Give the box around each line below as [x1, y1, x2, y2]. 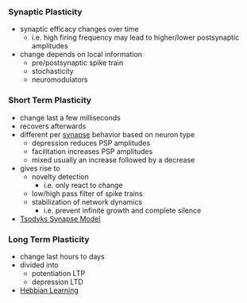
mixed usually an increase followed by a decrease [31, 155, 195, 164]
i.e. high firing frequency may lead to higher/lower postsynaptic [31, 33, 240, 42]
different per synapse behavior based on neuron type [19, 129, 195, 139]
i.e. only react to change [43, 180, 123, 190]
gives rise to [19, 163, 60, 173]
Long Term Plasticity [8, 233, 90, 244]
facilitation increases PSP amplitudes [31, 146, 153, 156]
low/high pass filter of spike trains [31, 189, 143, 198]
